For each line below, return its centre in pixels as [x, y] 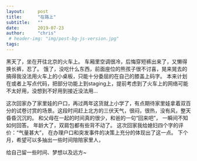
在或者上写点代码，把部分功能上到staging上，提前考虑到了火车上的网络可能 [97, 83]
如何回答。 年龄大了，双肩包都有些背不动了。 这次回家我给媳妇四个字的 [92, 125]
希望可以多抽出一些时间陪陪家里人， [60, 140]
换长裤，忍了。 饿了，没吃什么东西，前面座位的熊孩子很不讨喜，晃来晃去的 [97, 68]
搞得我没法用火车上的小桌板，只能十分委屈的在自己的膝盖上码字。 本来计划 [97, 76]
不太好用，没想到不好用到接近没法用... [52, 91]
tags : [13, 44]
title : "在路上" [31, 17]
